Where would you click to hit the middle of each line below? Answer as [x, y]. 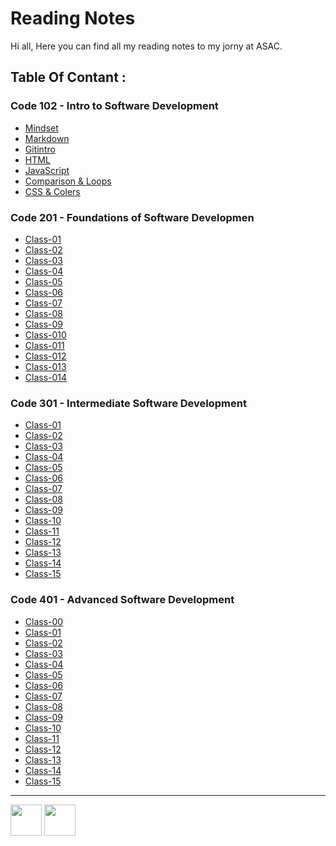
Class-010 [45, 334]
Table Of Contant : [68, 77]
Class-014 [46, 377]
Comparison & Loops [68, 181]
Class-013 [45, 366]
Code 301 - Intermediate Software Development [128, 403]
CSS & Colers [52, 191]
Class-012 [45, 356]
